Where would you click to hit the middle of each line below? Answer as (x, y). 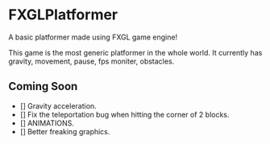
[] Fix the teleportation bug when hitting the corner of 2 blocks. (125, 114)
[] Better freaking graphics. (65, 131)
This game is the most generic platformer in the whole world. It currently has (135, 52)
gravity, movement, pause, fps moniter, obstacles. (91, 61)
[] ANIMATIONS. (47, 123)
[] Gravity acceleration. (58, 105)
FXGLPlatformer (63, 15)
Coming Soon (43, 86)
